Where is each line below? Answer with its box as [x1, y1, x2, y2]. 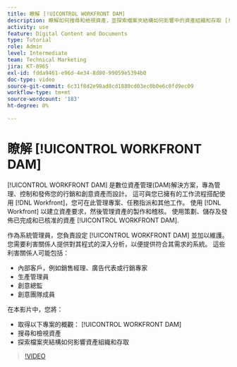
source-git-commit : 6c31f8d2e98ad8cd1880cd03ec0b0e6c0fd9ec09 [7, 83, 194, 90]
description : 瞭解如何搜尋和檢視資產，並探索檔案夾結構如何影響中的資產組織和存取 [7, 17, 222, 24]
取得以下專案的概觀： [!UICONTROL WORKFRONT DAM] [17, 320, 182, 328]
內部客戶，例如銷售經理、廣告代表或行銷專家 [17, 263, 148, 272]
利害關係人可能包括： [7, 248, 69, 257]
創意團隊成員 [17, 290, 55, 299]
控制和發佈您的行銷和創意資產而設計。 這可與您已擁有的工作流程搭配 [19, 189, 219, 198]
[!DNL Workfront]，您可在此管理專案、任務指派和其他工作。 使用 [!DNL [15, 198, 221, 207]
